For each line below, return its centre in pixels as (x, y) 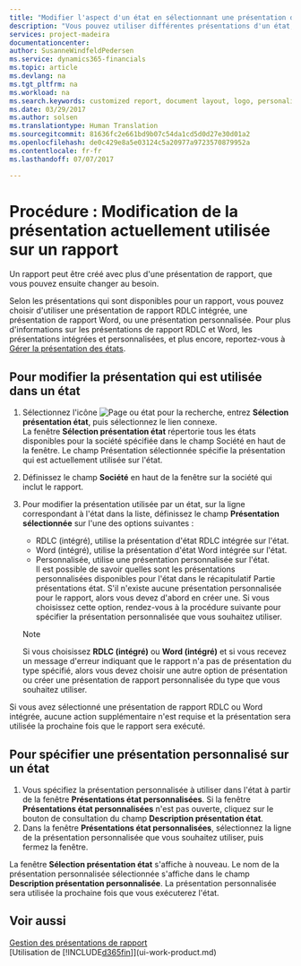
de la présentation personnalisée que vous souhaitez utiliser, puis (143, 838)
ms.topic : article (43, 68)
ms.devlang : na (38, 76)
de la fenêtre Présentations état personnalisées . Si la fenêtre (136, 799)
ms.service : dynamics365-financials (77, 59)
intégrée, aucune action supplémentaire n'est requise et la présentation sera (150, 717)
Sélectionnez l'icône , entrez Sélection (155, 412)
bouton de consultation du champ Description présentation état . (143, 819)
